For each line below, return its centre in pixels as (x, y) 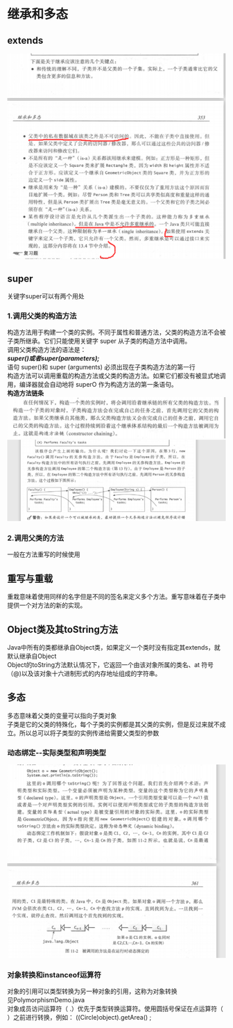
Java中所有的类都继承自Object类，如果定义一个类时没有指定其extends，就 (114, 647)
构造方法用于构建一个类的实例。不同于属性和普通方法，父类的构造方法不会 (113, 332)
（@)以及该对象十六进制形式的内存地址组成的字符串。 (84, 673)
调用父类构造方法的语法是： (47, 350)
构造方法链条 (25, 393)
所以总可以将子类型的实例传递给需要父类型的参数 (89, 733)
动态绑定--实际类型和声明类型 (57, 753)
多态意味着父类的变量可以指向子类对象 (62, 715)
